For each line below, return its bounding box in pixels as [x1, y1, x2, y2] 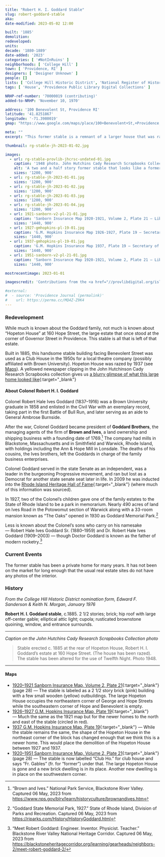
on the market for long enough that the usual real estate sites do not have [5, 567, 154, 573]
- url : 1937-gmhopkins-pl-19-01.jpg [9, 239, 84, 244]
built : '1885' [5, 30, 34, 35]
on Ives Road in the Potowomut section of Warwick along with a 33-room [5, 507, 153, 512]
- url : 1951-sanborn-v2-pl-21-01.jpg [9, 253, 87, 257]
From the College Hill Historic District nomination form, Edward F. [5, 596, 137, 602]
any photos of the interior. [5, 572, 57, 578]
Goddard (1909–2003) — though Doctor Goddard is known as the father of [5, 533, 156, 539]
